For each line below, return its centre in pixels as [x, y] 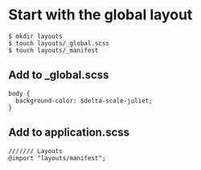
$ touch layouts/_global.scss [59, 43]
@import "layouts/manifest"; [57, 158]
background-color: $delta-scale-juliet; [84, 101]
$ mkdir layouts [35, 36]
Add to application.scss [69, 133]
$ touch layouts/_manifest [53, 50]
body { [19, 93]
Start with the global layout [100, 15]
